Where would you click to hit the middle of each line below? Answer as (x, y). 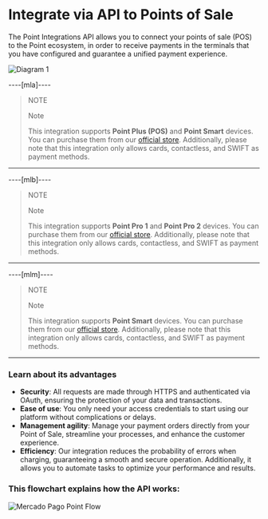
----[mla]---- (30, 85)
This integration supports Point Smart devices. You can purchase (135, 320)
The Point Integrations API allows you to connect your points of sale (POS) (130, 37)
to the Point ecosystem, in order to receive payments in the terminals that (129, 45)
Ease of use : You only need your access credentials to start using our (134, 409)
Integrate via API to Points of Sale (121, 15)
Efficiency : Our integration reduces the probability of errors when (128, 451)
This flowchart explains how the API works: (94, 489)
